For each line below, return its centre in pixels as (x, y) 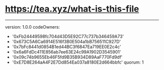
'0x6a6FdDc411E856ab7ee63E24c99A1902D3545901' (66, 52)
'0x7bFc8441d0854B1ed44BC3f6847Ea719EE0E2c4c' (66, 47)
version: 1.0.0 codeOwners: (32, 27)
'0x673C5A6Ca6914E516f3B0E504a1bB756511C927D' (66, 41)
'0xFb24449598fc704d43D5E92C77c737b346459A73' (68, 36)
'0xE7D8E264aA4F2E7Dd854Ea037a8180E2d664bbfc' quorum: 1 (78, 62)
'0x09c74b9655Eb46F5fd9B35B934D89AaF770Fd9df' (67, 57)
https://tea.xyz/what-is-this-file (72, 9)
